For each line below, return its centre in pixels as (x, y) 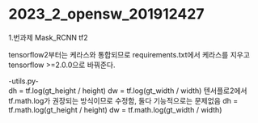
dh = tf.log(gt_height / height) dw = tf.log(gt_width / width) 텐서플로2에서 (128, 91)
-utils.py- (23, 81)
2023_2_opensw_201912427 (106, 14)
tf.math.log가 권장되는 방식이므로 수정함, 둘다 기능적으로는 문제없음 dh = (123, 100)
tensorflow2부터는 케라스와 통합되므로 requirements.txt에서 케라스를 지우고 (129, 54)
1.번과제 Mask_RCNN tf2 (48, 37)
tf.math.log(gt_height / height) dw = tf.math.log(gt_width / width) (115, 109)
